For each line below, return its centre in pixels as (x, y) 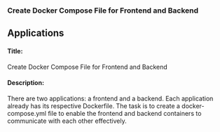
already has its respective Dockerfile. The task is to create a (94, 106)
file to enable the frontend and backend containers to (125, 113)
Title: (15, 51)
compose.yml (27, 113)
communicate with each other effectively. (67, 121)
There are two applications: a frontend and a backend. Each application (110, 98)
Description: (26, 83)
